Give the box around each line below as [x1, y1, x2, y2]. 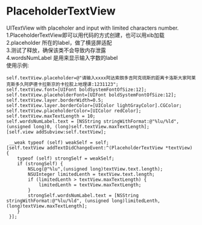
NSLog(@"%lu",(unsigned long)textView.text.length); [28, 166, 163, 172]
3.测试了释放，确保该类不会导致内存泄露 [6, 47, 107, 54]
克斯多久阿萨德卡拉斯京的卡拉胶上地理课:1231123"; [6, 81, 119, 87]
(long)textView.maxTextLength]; [6, 203, 87, 209]
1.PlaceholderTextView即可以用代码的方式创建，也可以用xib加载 [6, 31, 165, 39]
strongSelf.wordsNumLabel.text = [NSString [28, 192, 139, 198]
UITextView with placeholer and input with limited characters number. [6, 24, 179, 31]
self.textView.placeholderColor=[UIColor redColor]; [6, 108, 142, 114]
